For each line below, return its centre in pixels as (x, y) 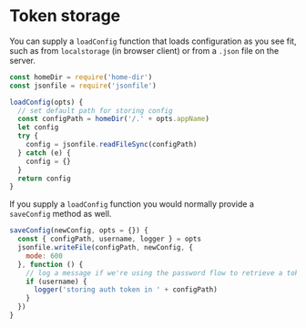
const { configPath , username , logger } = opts (110, 239)
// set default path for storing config (95, 110)
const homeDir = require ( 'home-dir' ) (81, 77)
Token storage (65, 16)
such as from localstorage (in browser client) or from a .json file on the (144, 50)
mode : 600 (45, 256)
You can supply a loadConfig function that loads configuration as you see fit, (153, 41)
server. (23, 60)
